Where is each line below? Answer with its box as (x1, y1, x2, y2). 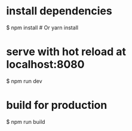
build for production (6, 99, 108, 112)
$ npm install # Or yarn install (6, 24, 79, 31)
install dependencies (6, 4, 112, 18)
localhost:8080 (6, 58, 85, 71)
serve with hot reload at (6, 45, 127, 59)
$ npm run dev (6, 77, 43, 84)
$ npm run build (6, 118, 45, 125)
